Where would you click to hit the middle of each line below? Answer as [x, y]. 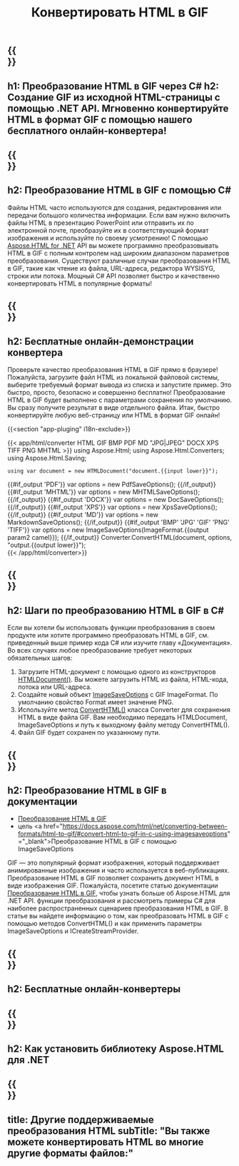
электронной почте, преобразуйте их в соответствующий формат [108, 230]
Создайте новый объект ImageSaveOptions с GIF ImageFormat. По [118, 695]
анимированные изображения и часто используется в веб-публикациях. [118, 870]
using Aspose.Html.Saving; [47, 458]
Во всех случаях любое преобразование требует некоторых [100, 650]
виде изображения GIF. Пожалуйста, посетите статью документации [113, 885]
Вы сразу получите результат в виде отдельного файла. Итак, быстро [113, 407]
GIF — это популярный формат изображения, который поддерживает [113, 863]
